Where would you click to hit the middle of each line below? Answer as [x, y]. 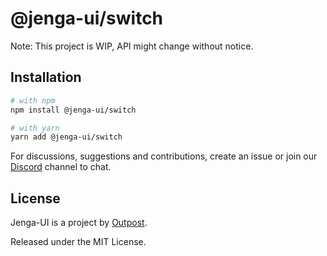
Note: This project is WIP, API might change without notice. [132, 46]
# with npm [33, 100]
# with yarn [35, 128]
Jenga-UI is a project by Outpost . [79, 223]
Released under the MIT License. [78, 242]
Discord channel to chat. [61, 167]
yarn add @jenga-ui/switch [66, 137]
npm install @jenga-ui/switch [73, 110]
